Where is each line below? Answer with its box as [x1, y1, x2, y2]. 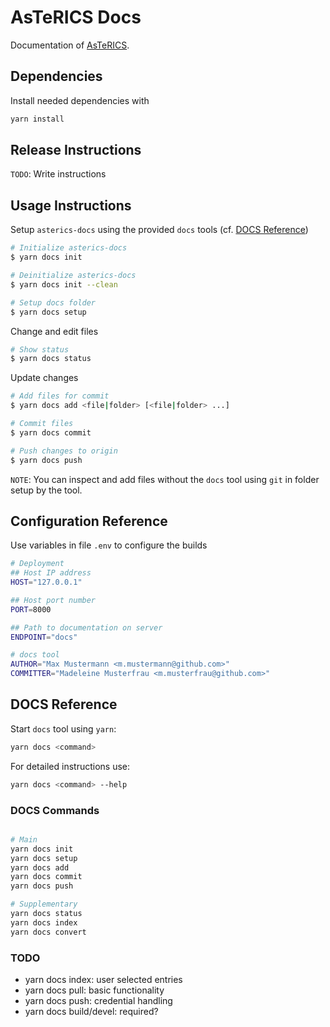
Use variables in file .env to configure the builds [10, 539, 208, 551]
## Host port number [10, 595, 97, 605]
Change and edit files [10, 325, 99, 337]
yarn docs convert [10, 927, 87, 937]
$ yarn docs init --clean [10, 279, 118, 290]
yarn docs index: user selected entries [24, 973, 183, 985]
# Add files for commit [10, 391, 110, 401]
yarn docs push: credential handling [24, 994, 173, 1006]
